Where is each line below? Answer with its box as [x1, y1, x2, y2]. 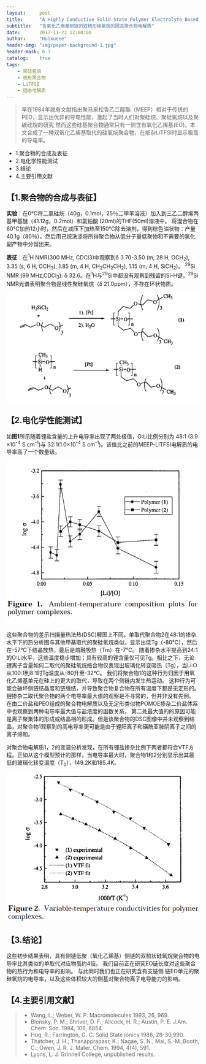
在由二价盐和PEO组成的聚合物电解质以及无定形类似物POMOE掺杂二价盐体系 [6, 700, 198, 707]
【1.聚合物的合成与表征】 [6, 192, 102, 202]
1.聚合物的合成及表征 [15, 150, 68, 157]
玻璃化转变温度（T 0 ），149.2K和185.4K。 [17, 759, 120, 768]
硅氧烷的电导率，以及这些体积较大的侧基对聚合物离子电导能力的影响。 [6, 975, 184, 982]
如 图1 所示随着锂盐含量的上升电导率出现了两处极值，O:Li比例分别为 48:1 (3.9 [6, 432, 198, 440]
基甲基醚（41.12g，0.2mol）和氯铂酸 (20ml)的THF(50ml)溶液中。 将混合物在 [6, 217, 199, 224]
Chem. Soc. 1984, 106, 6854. [30, 1024, 104, 1031]
